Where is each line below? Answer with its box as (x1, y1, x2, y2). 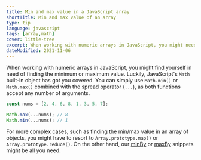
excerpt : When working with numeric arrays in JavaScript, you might (6, 42, 184, 48)
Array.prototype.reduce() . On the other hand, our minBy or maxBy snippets (6, 141, 194, 148)
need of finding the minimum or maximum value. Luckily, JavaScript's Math (6, 70, 190, 78)
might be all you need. (6, 147, 61, 154)
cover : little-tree (6, 36, 55, 42)
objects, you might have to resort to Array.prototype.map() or (6, 134, 159, 141)
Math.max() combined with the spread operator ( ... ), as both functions (6, 83, 181, 90)
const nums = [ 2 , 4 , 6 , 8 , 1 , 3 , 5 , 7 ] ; (6, 101, 109, 107)
